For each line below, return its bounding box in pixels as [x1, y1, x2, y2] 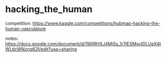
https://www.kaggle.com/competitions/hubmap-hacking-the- [32, 20, 160, 26]
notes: [5, 35, 19, 41]
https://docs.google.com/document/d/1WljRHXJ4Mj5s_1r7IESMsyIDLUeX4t [5, 40, 161, 46]
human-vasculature [5, 25, 47, 31]
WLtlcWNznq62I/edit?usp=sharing [5, 46, 77, 52]
